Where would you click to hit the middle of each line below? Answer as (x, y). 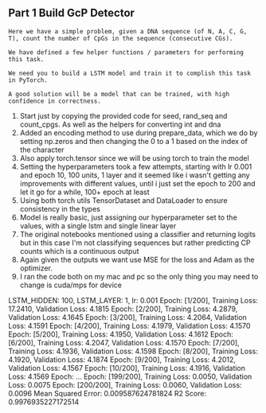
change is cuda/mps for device (70, 285)
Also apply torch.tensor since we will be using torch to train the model (134, 158)
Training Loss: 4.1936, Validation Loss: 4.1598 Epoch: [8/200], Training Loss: (133, 351)
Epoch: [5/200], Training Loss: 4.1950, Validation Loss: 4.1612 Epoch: (121, 334)
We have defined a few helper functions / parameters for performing (126, 52)
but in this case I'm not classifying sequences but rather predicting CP (135, 243)
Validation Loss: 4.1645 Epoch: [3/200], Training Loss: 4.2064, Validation (127, 317)
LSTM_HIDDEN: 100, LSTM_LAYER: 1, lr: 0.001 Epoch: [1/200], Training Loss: (133, 300)
